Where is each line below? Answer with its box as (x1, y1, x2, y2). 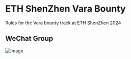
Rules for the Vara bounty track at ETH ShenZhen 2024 (5, 20, 121, 26)
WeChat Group (5, 34, 54, 43)
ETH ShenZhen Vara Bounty (5, 3, 126, 15)
